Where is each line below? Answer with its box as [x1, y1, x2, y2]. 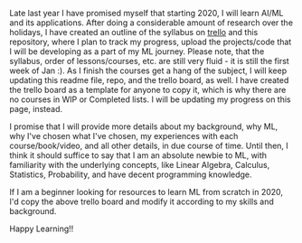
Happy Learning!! [9, 223, 74, 234]
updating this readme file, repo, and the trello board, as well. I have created [9, 75, 289, 85]
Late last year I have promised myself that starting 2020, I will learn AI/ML [9, 8, 284, 18]
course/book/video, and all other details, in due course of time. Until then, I [9, 140, 289, 151]
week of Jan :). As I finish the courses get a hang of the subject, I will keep [9, 65, 288, 76]
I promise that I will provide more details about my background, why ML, [9, 121, 278, 132]
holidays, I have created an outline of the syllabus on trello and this [9, 27, 259, 37]
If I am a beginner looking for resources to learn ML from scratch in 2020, [9, 187, 283, 197]
